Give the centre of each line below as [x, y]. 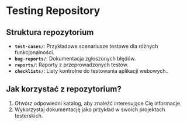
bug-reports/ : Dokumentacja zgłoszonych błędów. [75, 59]
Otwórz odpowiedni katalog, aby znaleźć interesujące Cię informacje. [98, 103]
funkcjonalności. [34, 52]
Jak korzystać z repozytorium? [64, 89]
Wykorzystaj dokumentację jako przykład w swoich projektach [90, 109]
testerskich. [29, 115]
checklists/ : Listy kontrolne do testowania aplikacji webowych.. [91, 71]
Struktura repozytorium [50, 32]
